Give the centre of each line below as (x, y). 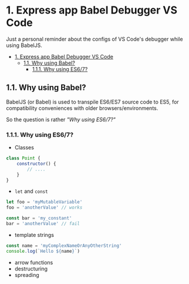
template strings (34, 235)
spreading (27, 275)
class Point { (23, 158)
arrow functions (34, 262)
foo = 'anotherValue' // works (44, 208)
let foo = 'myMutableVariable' (44, 202)
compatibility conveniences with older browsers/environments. (82, 108)
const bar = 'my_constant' (39, 218)
